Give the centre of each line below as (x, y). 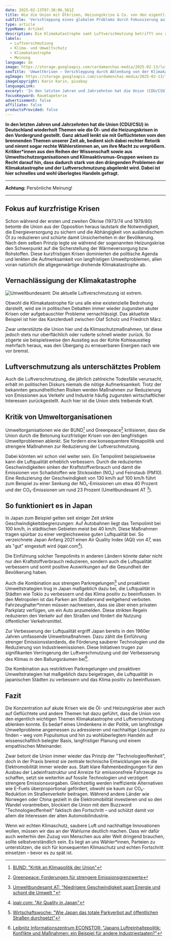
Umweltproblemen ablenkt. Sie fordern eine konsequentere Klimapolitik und (84, 441)
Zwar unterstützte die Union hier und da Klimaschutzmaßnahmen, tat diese (84, 329)
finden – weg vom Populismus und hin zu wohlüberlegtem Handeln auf (79, 735)
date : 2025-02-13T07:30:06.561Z (39, 10)
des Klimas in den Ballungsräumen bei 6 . (47, 658)
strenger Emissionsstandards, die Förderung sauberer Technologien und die (85, 641)
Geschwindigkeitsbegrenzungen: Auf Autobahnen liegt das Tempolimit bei (83, 523)
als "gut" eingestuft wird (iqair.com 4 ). (45, 546)
